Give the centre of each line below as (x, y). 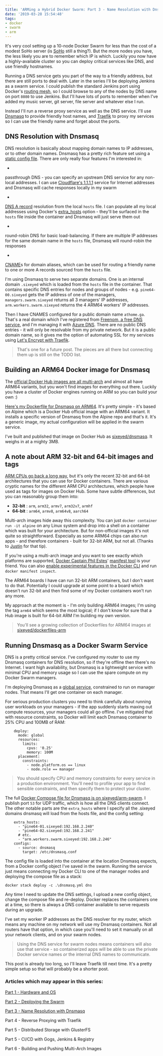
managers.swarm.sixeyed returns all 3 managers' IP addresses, (67, 300)
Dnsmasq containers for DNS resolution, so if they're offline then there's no (80, 662)
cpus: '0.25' (40, 748)
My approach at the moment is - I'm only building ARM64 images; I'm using (81, 605)
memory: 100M (40, 752)
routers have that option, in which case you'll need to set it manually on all (79, 929)
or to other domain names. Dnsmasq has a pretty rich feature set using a (78, 153)
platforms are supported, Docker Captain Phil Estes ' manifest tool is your (78, 561)
